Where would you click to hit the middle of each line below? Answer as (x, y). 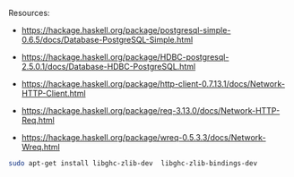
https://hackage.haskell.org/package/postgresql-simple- (126, 30)
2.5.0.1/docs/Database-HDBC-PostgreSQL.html (108, 67)
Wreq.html (40, 147)
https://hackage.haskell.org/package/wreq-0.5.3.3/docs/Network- (143, 137)
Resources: (29, 13)
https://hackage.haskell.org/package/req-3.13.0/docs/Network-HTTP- (151, 110)
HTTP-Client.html (53, 93)
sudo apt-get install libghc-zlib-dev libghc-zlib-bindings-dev (133, 164)
